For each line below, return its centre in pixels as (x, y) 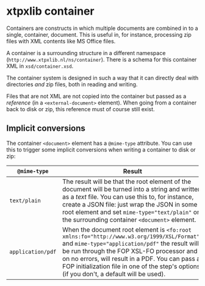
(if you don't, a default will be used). (114, 274)
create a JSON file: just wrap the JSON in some (130, 204)
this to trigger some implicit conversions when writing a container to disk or (101, 149)
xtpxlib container (50, 11)
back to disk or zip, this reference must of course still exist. (81, 109)
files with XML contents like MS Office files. (61, 41)
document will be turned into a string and (121, 189)
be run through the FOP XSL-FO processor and (130, 251)
